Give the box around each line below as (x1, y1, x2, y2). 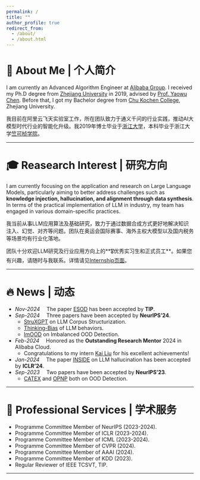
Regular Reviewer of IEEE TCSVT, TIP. (14, 461, 108, 468)
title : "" (6, 14, 31, 20)
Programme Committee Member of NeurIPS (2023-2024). (14, 423, 157, 430)
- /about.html (11, 36, 46, 42)
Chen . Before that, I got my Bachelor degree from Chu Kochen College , (6, 96, 180, 103)
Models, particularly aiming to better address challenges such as (6, 189, 165, 196)
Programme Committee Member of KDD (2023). (14, 454, 133, 462)
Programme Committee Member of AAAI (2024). (14, 448, 134, 456)
